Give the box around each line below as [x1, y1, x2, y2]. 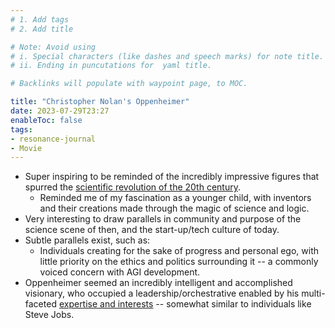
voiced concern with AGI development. [39, 266, 201, 278]
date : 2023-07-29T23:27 [10, 106, 110, 116]
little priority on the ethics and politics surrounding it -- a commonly [39, 256, 319, 268]
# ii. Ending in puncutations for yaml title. [10, 61, 213, 71]
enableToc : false [10, 115, 83, 125]
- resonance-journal [10, 134, 97, 144]
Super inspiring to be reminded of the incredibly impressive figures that [24, 171, 320, 183]
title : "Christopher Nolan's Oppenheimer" [10, 97, 190, 107]
